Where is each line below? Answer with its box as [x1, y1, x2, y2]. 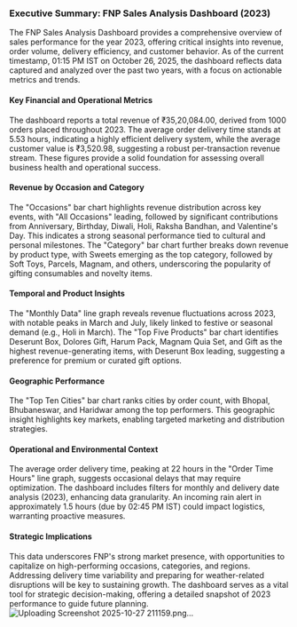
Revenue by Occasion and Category [9, 182, 145, 193]
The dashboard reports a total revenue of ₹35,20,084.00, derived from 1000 [9, 115, 286, 125]
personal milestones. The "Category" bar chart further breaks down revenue [9, 239, 289, 250]
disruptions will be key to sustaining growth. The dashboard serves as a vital [9, 579, 289, 590]
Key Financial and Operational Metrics [9, 94, 153, 105]
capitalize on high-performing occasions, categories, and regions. [9, 560, 251, 571]
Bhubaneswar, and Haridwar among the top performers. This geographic [9, 405, 276, 416]
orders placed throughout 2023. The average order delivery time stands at [9, 123, 281, 135]
